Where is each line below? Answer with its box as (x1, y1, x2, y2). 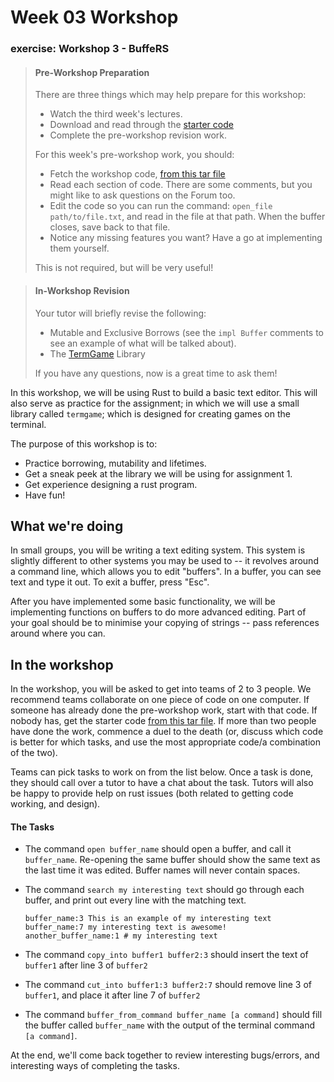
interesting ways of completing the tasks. (10, 1060, 180, 1072)
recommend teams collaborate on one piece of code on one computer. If (10, 694, 310, 706)
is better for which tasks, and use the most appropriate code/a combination (10, 736, 322, 748)
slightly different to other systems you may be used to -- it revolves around (10, 555, 319, 567)
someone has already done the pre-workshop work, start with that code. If (10, 704, 318, 716)
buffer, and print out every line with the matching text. (24, 894, 247, 906)
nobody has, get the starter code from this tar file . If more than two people (10, 715, 317, 727)
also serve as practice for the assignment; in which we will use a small (10, 397, 300, 409)
